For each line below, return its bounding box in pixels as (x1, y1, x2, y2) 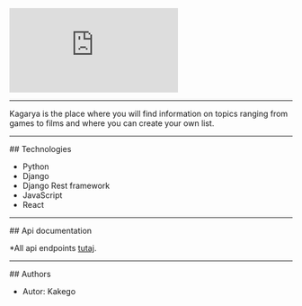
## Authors (9, 269, 51, 279)
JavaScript (22, 190, 63, 201)
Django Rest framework (22, 180, 111, 191)
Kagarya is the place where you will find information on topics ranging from (9, 108, 289, 119)
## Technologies (9, 144, 72, 154)
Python (22, 161, 49, 172)
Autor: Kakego (22, 286, 76, 296)
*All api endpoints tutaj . (9, 243, 97, 253)
